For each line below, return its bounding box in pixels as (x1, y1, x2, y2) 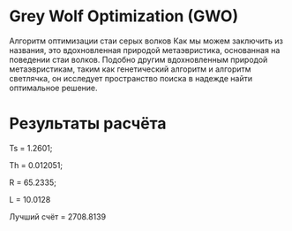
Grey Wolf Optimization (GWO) (9, 6, 239, 27)
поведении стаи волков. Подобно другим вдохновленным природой (9, 54, 268, 65)
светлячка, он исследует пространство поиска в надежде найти (9, 73, 253, 83)
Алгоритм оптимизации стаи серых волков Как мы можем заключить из (9, 35, 284, 46)
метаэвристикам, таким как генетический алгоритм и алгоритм (9, 64, 251, 74)
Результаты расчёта (9, 113, 167, 134)
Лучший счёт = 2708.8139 (9, 211, 107, 222)
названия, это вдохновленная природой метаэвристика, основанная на (9, 44, 281, 55)
